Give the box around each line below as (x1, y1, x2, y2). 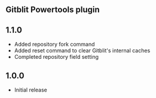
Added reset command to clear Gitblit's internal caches (14, 47, 151, 54)
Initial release (14, 86, 47, 94)
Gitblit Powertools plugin (5, 5, 100, 15)
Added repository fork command (14, 41, 95, 48)
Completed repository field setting (14, 53, 99, 61)
